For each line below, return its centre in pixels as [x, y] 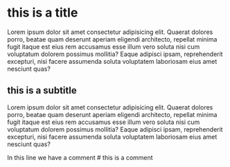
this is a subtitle [42, 90]
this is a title [43, 13]
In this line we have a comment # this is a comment [80, 157]
